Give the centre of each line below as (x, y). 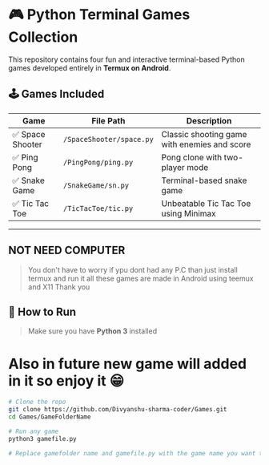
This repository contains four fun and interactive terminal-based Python (127, 59)
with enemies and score (206, 144)
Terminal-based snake (204, 180)
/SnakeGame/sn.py (96, 185)
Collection (43, 37)
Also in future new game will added (127, 364)
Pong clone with (192, 157)
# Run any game (34, 431)
